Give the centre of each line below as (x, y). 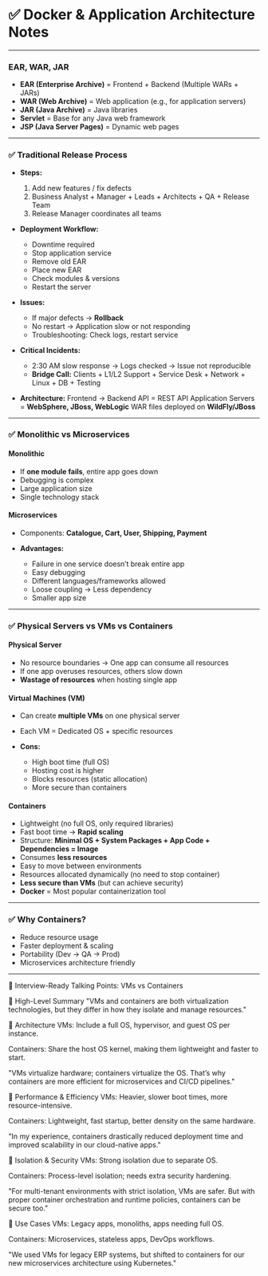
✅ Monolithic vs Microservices (69, 434)
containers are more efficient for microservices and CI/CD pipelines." (122, 1081)
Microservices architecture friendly (77, 962)
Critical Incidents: (50, 350)
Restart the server (61, 287)
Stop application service (71, 252)
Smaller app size (59, 597)
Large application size (56, 488)
